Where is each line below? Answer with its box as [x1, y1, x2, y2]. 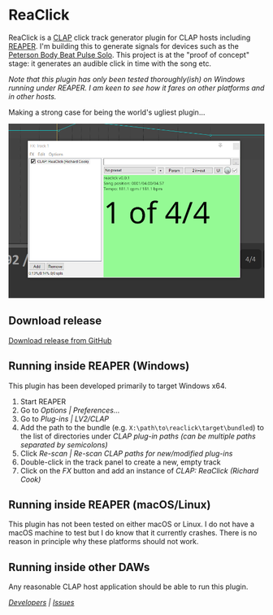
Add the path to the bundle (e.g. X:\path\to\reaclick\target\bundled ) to [19, 422, 264, 432]
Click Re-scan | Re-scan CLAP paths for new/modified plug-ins [19, 448, 233, 458]
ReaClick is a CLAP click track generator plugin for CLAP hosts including [8, 33, 251, 42]
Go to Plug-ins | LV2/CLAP [19, 413, 110, 424]
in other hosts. [8, 91, 57, 101]
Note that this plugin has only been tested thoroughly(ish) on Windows [8, 74, 245, 84]
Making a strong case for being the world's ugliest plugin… [8, 107, 206, 117]
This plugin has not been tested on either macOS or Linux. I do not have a [8, 519, 254, 530]
